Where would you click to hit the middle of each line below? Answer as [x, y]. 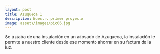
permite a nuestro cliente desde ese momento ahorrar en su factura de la [78, 42]
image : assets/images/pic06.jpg [38, 23]
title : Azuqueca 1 [24, 14]
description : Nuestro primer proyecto [44, 18]
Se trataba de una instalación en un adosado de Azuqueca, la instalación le [80, 37]
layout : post [18, 9]
